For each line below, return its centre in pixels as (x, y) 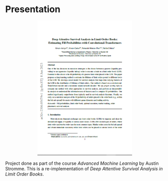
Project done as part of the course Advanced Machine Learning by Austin (82, 163)
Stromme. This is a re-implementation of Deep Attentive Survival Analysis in (84, 169)
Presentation (33, 9)
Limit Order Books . (25, 174)
